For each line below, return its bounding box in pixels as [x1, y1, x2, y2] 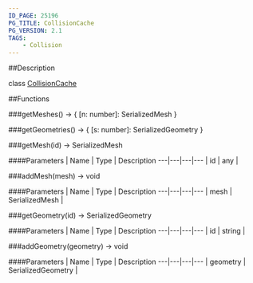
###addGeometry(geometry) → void [8, 242, 128, 251]
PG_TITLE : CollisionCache [8, 19, 94, 27]
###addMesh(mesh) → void [8, 171, 101, 181]
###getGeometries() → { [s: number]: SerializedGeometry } [8, 125, 204, 135]
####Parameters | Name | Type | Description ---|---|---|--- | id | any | [8, 156, 239, 166]
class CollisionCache [8, 79, 77, 88]
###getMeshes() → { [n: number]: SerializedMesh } [8, 109, 177, 120]
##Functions [8, 94, 50, 104]
